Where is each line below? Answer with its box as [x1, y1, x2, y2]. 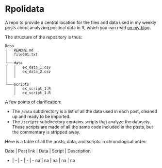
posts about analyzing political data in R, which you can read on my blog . [5, 24, 151, 30]
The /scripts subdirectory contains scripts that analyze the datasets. [12, 118, 151, 125]
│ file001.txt [5, 52, 38, 57]
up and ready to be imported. [12, 113, 71, 119]
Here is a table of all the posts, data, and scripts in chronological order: [5, 138, 147, 144]
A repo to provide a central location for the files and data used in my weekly [5, 19, 157, 25]
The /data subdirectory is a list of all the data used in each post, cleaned [12, 108, 158, 114]
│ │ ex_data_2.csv [5, 69, 51, 74]
